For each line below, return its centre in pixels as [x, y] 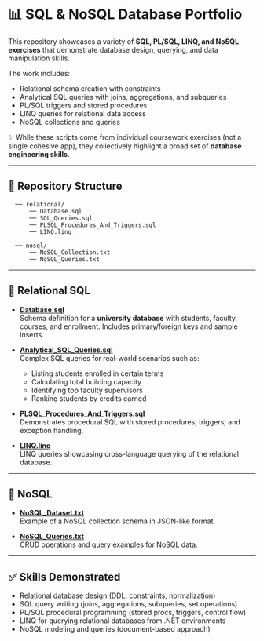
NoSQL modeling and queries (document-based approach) [115, 629]
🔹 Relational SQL [49, 291]
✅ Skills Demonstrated [64, 577]
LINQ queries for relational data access [83, 113]
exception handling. [51, 430]
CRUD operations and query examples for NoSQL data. [108, 544]
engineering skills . [39, 154]
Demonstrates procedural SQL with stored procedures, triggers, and [130, 422]
